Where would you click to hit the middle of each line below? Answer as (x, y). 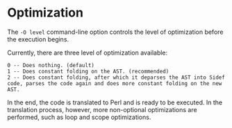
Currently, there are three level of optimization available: (88, 53)
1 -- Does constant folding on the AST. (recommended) (88, 71)
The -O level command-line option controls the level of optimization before (115, 32)
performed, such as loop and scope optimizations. (79, 117)
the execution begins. (38, 39)
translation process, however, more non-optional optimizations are (102, 109)
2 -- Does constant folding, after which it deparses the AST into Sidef (116, 77)
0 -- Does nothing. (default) (51, 65)
